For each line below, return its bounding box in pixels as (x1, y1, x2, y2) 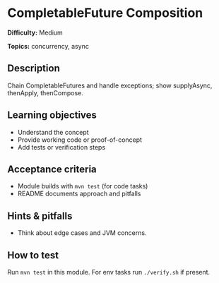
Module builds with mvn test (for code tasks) (17, 182, 148, 191)
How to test (7, 249, 59, 261)
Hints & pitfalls (7, 210, 73, 222)
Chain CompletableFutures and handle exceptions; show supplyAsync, (7, 81, 213, 90)
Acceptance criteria (7, 163, 97, 175)
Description (7, 62, 60, 75)
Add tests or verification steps (17, 143, 106, 151)
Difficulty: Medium (7, 28, 64, 37)
